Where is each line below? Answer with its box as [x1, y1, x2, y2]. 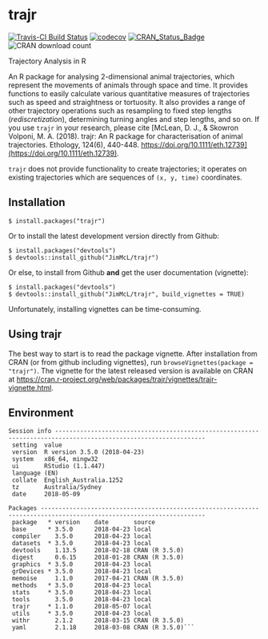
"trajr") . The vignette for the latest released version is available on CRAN [8, 366, 254, 375]
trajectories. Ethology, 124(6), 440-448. [8, 140, 140, 149]
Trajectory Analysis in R [8, 56, 86, 66]
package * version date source [11, 519, 156, 527]
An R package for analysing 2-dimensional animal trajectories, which [8, 71, 234, 81]
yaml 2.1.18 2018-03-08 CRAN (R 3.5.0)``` [11, 624, 195, 632]
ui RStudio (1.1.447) [11, 463, 106, 471]
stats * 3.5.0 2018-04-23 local [11, 588, 152, 597]
